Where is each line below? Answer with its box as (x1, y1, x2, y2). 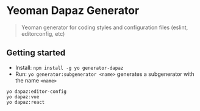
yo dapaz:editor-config (6, 89, 67, 95)
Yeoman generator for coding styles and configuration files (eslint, (21, 24, 188, 31)
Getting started (6, 48, 66, 58)
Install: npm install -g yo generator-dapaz (15, 64, 124, 71)
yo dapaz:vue (6, 93, 40, 100)
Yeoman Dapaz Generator (6, 4, 140, 18)
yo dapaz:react (6, 99, 45, 105)
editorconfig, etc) (21, 30, 65, 37)
